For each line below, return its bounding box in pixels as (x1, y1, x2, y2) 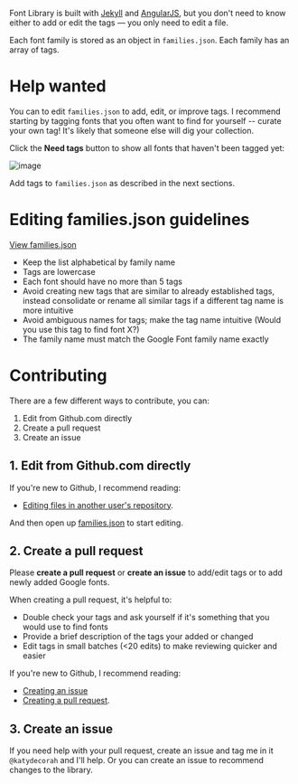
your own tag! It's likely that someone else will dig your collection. (9, 125, 255, 136)
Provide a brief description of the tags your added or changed (22, 631, 254, 642)
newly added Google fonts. (9, 577, 110, 588)
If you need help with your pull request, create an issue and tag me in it (9, 745, 274, 756)
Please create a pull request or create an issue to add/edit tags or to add (9, 567, 283, 578)
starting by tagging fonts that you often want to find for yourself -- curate (9, 115, 282, 126)
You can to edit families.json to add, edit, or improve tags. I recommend (9, 106, 282, 117)
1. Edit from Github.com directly (9, 458, 191, 474)
